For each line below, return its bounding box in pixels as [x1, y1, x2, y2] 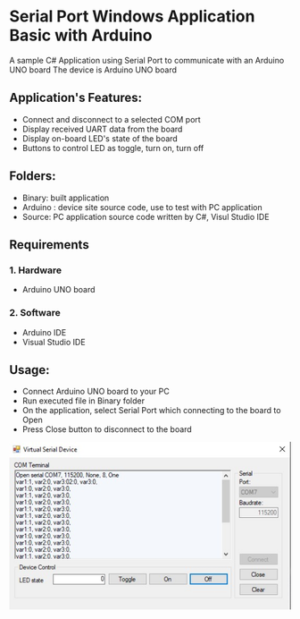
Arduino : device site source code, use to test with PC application [21, 201, 262, 212]
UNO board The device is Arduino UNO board [9, 64, 177, 75]
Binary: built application [21, 192, 110, 203]
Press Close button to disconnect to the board [21, 424, 192, 435]
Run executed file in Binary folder [21, 395, 146, 406]
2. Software [9, 307, 61, 319]
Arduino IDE [21, 326, 67, 337]
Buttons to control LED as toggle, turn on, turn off [21, 142, 204, 153]
